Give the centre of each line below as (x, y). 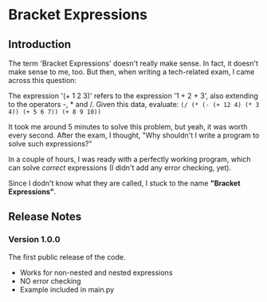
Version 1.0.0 (34, 240)
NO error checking (50, 280)
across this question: (43, 80)
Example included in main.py (67, 289)
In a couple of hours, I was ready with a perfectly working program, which (130, 159)
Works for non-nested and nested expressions (96, 272)
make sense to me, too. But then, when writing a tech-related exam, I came (132, 72)
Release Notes (45, 217)
